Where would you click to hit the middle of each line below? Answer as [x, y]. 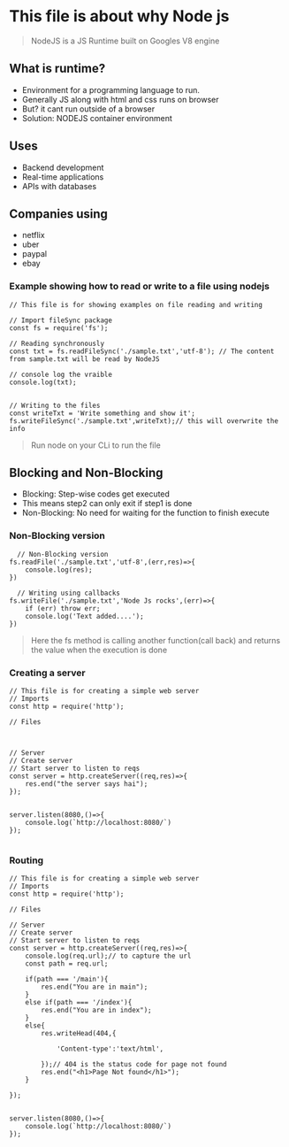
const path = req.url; [67, 964]
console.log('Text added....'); [84, 616]
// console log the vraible [61, 374]
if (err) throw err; [63, 608]
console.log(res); [59, 570]
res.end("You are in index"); [96, 1011]
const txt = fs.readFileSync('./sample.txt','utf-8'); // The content [142, 351]
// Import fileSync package [61, 320]
